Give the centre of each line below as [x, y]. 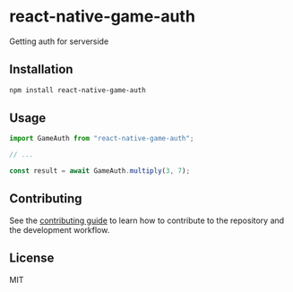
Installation [41, 69]
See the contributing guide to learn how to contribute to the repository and [147, 220]
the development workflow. [60, 229]
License [32, 258]
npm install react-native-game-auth [78, 90]
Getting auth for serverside [59, 41]
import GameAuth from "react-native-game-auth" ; [102, 139]
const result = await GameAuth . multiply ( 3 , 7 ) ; [100, 171]
